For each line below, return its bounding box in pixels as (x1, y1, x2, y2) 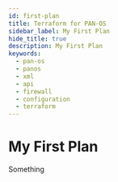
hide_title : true (8, 34, 67, 43)
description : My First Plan (8, 42, 103, 50)
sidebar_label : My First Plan (8, 27, 111, 35)
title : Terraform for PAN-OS (8, 19, 107, 28)
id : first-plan (8, 11, 60, 20)
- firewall (15, 87, 53, 96)
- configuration (15, 95, 70, 103)
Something (8, 164, 44, 175)
